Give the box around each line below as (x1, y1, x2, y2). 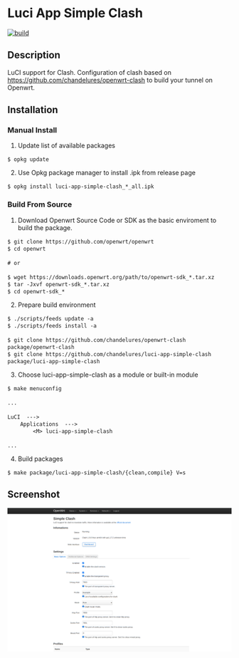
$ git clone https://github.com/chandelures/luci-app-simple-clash (7, 350, 212, 357)
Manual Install (7, 125, 58, 135)
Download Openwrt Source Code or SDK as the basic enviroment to (17, 216, 217, 224)
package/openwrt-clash (7, 343, 75, 350)
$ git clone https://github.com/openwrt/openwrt (7, 238, 154, 245)
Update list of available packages (17, 141, 116, 150)
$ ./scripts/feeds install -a (7, 322, 97, 329)
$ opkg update (7, 156, 50, 163)
